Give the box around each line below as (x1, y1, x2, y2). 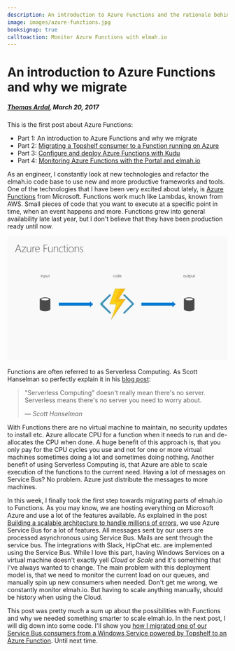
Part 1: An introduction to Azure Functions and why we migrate (17, 134, 198, 143)
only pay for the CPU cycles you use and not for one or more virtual (7, 446, 202, 453)
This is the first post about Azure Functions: (7, 121, 134, 129)
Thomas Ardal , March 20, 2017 (7, 103, 99, 111)
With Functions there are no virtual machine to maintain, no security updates (7, 423, 227, 431)
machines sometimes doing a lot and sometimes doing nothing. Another (7, 453, 215, 461)
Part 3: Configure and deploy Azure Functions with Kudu (17, 149, 180, 158)
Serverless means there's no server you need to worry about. (24, 396, 202, 404)
